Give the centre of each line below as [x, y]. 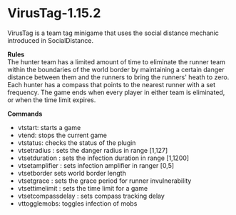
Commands [25, 114]
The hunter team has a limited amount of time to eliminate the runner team [117, 61]
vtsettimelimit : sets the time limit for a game [83, 188]
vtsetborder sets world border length [72, 173]
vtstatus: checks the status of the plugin [77, 142]
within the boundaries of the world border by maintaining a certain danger [116, 69]
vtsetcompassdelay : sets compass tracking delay [91, 196]
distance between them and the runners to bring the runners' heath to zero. [118, 77]
